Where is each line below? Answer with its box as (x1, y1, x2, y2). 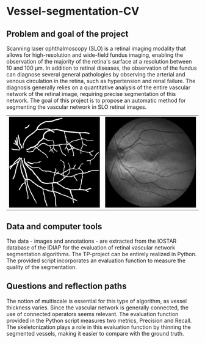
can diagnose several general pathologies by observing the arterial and (6, 71, 185, 78)
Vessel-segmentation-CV (6, 4, 140, 18)
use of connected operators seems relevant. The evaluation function (6, 310, 179, 317)
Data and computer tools (6, 221, 103, 232)
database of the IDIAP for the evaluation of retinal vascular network (6, 244, 176, 251)
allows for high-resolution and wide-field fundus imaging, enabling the (6, 51, 184, 59)
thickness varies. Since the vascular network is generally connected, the (6, 304, 189, 311)
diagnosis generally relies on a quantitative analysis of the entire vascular (6, 84, 191, 91)
